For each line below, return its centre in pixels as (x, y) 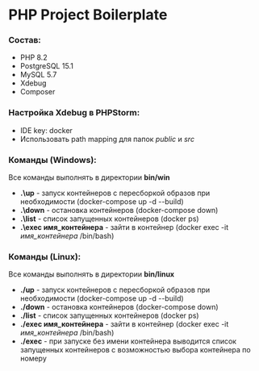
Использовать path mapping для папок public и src (107, 139)
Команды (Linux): (45, 257)
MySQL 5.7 (38, 75)
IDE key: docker (46, 130)
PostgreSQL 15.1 (47, 66)
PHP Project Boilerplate (88, 15)
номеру (33, 358)
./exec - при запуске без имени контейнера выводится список (128, 341)
